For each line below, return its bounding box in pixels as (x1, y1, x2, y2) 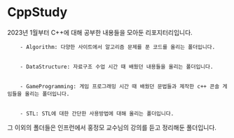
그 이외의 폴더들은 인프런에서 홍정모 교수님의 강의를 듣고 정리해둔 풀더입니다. (7, 123, 217, 132)
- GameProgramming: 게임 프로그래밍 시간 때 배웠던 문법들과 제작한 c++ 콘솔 (20, 83, 220, 90)
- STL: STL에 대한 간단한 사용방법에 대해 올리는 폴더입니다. (20, 110, 174, 117)
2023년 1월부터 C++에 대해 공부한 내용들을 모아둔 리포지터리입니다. (7, 28, 193, 36)
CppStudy (7, 4, 68, 20)
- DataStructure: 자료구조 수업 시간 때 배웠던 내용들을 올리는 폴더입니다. (20, 63, 214, 70)
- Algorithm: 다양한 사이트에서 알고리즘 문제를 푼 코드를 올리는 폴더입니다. (20, 43, 216, 50)
